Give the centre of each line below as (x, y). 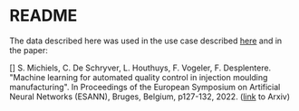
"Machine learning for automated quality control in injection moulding (139, 77)
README (43, 16)
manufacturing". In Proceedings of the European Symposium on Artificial (145, 87)
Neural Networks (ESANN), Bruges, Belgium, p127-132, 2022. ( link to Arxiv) (150, 97)
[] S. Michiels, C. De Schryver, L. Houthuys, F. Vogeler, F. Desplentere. (140, 68)
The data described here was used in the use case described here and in (146, 41)
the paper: (29, 50)
